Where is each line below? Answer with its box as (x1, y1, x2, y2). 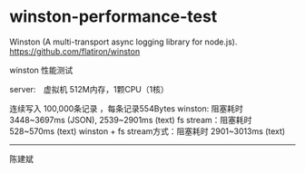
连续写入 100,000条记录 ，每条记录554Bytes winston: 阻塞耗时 (9, 102, 243, 114)
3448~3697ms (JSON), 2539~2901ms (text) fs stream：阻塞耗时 (9, 114, 252, 125)
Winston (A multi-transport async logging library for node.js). (9, 36, 238, 47)
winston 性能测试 (9, 64, 74, 75)
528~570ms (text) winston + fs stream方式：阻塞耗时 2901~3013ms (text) (9, 125, 286, 137)
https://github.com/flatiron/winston (9, 45, 141, 56)
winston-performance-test (9, 6, 218, 27)
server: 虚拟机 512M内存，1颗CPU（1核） (9, 83, 170, 94)
